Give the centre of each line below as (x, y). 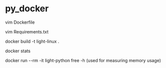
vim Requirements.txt (27, 32)
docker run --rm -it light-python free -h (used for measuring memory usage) (83, 60)
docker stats (18, 51)
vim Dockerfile (20, 22)
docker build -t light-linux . (32, 41)
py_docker (27, 9)
